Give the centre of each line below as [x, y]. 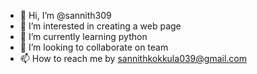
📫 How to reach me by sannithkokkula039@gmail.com [133, 58]
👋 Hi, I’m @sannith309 [65, 15]
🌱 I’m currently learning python [83, 36]
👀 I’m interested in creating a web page [100, 26]
